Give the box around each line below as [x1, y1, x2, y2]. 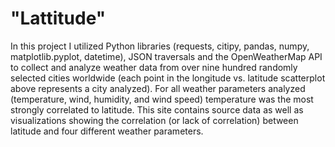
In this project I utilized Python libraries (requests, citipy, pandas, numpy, [10, 40, 310, 52]
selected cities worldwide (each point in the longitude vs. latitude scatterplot [10, 72, 326, 84]
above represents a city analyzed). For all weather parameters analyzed [10, 82, 306, 94]
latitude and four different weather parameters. [10, 125, 204, 137]
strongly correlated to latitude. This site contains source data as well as [10, 103, 304, 116]
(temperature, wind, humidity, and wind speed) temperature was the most [10, 93, 314, 105]
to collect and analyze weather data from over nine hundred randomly [10, 61, 298, 73]
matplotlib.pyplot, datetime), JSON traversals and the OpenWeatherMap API [10, 50, 323, 62]
